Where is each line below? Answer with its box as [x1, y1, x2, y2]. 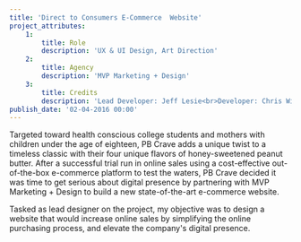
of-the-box [9, 168, 50, 178]
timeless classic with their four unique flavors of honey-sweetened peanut [9, 149, 284, 160]
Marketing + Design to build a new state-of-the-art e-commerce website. [9, 186, 279, 197]
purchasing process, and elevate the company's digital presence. [9, 223, 251, 234]
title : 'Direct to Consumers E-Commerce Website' [9, 13, 202, 22]
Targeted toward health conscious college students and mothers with [9, 129, 266, 140]
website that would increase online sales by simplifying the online [9, 213, 252, 224]
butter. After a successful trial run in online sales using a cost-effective [9, 158, 271, 169]
